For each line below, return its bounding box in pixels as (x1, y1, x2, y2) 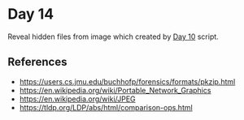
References (7, 55, 68, 69)
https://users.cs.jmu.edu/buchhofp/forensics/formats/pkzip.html (19, 76, 236, 86)
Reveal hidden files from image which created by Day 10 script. (7, 32, 219, 41)
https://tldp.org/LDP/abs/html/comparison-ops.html (19, 102, 193, 112)
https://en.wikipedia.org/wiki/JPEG (19, 94, 136, 104)
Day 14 (7, 5, 54, 24)
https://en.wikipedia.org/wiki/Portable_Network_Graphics (19, 85, 211, 95)
